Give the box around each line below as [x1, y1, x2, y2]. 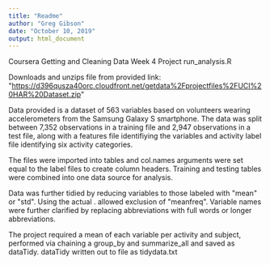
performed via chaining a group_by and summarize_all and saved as [8, 238, 235, 248]
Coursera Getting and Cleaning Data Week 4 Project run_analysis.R [8, 57, 232, 66]
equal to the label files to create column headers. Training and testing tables [8, 164, 262, 174]
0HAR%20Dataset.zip [8, 90, 82, 100]
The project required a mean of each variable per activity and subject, [8, 230, 242, 240]
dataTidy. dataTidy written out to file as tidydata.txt [8, 247, 178, 257]
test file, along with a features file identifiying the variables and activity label [8, 131, 262, 141]
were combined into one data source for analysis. [8, 173, 174, 182]
